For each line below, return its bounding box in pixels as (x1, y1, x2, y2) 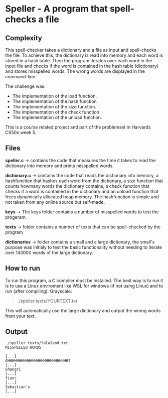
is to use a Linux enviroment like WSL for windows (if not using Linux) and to (5, 283, 163, 289)
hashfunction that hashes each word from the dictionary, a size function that (5, 178, 163, 184)
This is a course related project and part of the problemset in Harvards (5, 124, 151, 130)
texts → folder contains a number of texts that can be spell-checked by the (5, 224, 161, 230)
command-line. (5, 74, 37, 79)
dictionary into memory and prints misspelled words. (5, 163, 114, 169)
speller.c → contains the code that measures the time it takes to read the (5, 157, 156, 163)
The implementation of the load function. (12, 93, 97, 99)
